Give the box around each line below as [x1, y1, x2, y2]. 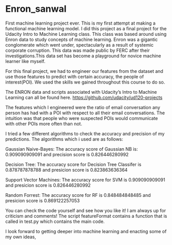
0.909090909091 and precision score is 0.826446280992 [5, 151, 129, 157]
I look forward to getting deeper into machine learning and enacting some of [5, 228, 167, 234]
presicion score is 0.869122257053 [5, 197, 80, 203]
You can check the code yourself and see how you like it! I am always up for [5, 207, 166, 213]
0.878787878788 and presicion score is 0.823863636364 [5, 167, 128, 173]
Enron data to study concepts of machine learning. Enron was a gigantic [5, 36, 158, 43]
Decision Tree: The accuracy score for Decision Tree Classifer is [5, 161, 142, 167]
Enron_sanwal [5, 3, 67, 15]
